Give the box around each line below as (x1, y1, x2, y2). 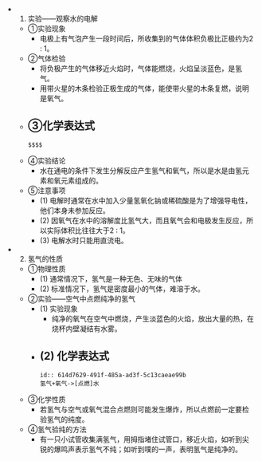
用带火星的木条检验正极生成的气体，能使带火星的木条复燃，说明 (39, 84, 249, 93)
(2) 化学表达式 (39, 349, 110, 363)
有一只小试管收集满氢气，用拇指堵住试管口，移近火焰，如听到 (39, 434, 243, 443)
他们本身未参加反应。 (39, 205, 110, 215)
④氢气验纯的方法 (27, 424, 88, 434)
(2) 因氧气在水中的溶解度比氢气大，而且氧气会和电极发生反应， (39, 215, 247, 225)
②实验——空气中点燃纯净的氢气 (27, 294, 136, 303)
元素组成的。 (61, 175, 104, 185)
